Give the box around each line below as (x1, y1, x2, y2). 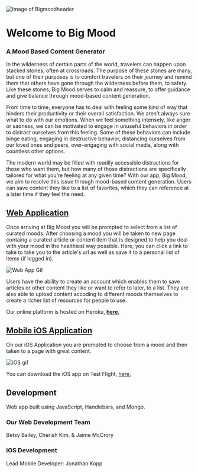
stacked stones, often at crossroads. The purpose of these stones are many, (6, 67, 192, 74)
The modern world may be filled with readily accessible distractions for (6, 159, 179, 166)
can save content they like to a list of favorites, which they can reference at (6, 184, 189, 192)
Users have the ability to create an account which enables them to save (6, 278, 180, 285)
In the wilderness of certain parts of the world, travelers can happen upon (6, 61, 186, 68)
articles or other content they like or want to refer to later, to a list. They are (6, 284, 189, 291)
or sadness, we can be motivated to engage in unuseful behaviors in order (6, 123, 187, 130)
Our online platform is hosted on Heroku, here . (6, 308, 120, 316)
